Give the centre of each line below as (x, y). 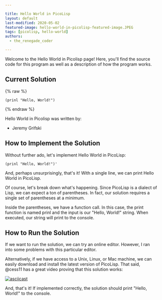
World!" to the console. (28, 293)
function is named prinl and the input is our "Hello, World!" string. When (77, 212)
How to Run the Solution (42, 233)
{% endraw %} (20, 109)
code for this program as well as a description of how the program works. (78, 64)
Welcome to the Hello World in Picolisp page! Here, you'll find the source (78, 59)
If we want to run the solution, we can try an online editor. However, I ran (78, 245)
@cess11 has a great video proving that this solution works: (64, 269)
